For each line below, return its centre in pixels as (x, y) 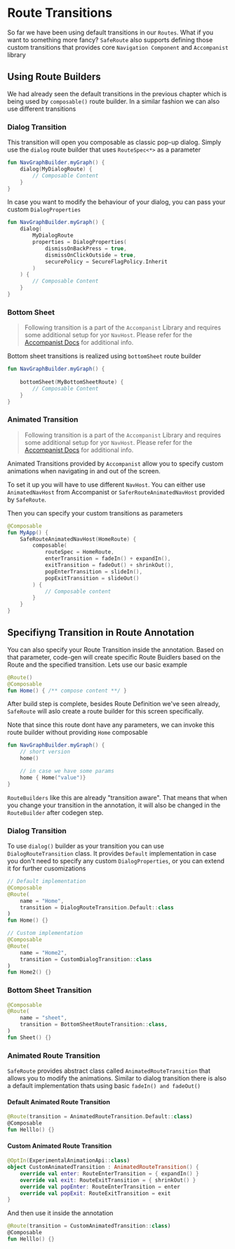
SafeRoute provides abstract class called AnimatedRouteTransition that (109, 1071)
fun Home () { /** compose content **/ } (67, 691)
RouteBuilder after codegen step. (55, 812)
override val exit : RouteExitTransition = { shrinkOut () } (108, 1180)
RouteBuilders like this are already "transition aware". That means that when (117, 797)
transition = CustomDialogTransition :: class (86, 959)
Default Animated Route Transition (59, 1101)
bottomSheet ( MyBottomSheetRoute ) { (72, 382)
